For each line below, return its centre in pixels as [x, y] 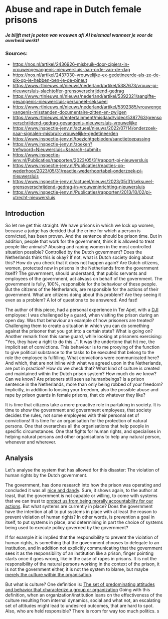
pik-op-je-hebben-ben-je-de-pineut [50, 80]
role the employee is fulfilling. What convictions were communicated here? [82, 358]
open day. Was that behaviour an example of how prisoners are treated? [80, 321]
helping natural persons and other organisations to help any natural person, [83, 437]
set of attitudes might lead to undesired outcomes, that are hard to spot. [79, 606]
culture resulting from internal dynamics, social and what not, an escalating [83, 600]
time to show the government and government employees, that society [78, 410]
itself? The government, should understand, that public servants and [76, 273]
